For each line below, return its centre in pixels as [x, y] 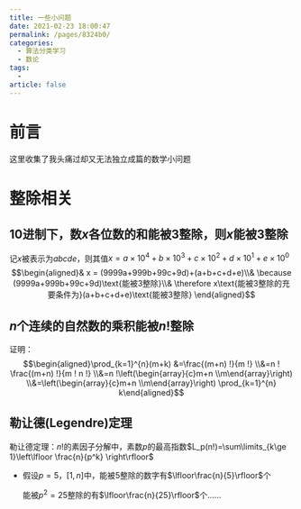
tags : [19, 68]
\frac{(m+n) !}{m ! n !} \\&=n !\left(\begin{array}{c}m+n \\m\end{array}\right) [151, 374]
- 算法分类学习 [42, 51]
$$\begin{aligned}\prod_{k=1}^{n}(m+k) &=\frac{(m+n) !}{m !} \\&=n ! [151, 364]
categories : [32, 43]
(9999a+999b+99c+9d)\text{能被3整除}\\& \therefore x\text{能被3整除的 [147, 284]
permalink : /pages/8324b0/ [60, 34]
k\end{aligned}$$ [151, 393]
